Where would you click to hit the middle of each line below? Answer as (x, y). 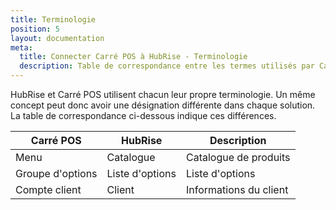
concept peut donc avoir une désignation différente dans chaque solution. (163, 105)
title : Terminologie (53, 19)
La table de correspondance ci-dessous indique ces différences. (143, 115)
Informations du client (237, 189)
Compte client (48, 189)
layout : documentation (57, 38)
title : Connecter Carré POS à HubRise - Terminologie (133, 57)
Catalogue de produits (238, 157)
